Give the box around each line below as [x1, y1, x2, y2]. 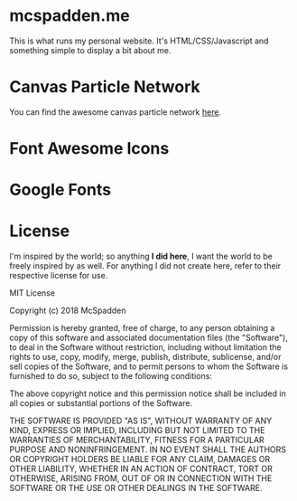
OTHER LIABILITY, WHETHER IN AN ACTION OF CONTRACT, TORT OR [9, 463, 273, 475]
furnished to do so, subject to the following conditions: [9, 371, 212, 382]
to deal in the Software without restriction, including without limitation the [9, 342, 282, 353]
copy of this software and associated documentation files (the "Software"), [9, 332, 289, 344]
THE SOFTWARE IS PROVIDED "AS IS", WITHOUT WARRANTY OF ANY [9, 415, 273, 426]
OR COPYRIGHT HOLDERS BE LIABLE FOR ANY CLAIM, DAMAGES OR [9, 454, 271, 465]
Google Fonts [9, 180, 111, 200]
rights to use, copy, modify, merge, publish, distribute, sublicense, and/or [9, 352, 282, 363]
